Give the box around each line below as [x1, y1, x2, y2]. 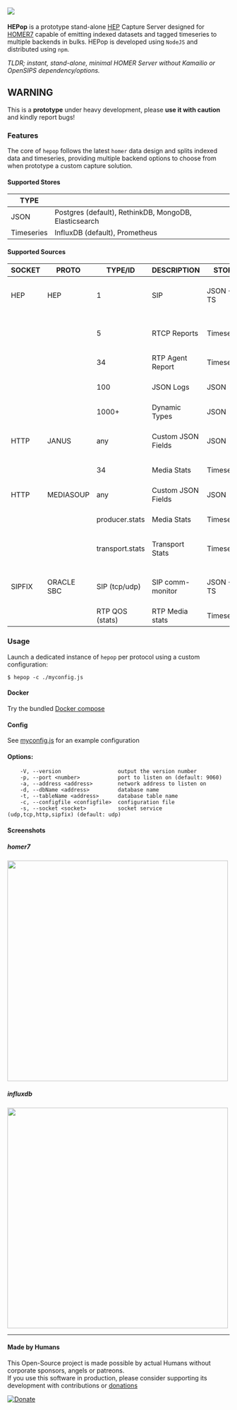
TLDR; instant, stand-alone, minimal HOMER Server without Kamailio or [7, 59, 216, 67]
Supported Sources [7, 247, 66, 256]
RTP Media [151, 607, 188, 616]
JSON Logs [151, 382, 190, 392]
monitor [151, 586, 178, 596]
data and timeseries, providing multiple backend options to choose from [7, 154, 217, 162]
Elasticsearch [54, 216, 99, 226]
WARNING [7, 87, 54, 99]
